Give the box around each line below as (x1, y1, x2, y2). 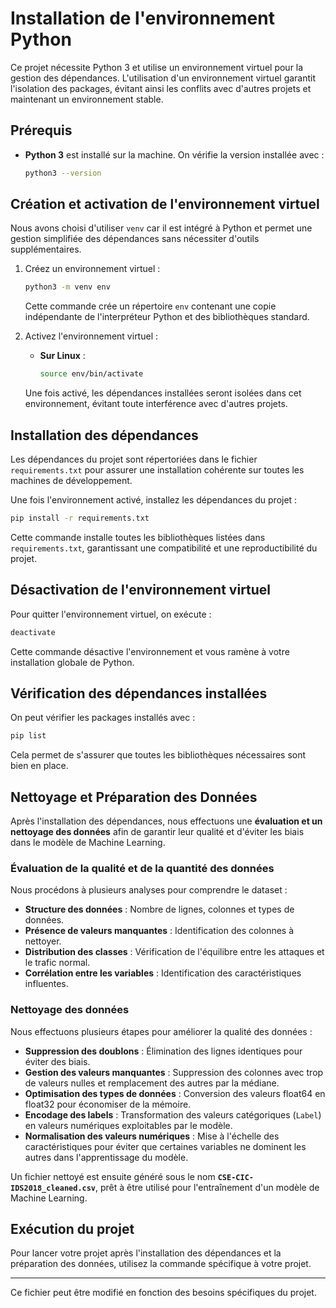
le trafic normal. (24, 957, 91, 969)
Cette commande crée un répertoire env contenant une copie (24, 300, 277, 312)
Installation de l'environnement (10, 7, 275, 30)
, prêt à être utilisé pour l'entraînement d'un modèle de (95, 1181, 320, 1193)
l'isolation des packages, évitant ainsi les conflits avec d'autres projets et (10, 82, 312, 94)
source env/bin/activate (39, 369, 144, 379)
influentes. (24, 978, 69, 990)
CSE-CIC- (217, 1172, 254, 1182)
